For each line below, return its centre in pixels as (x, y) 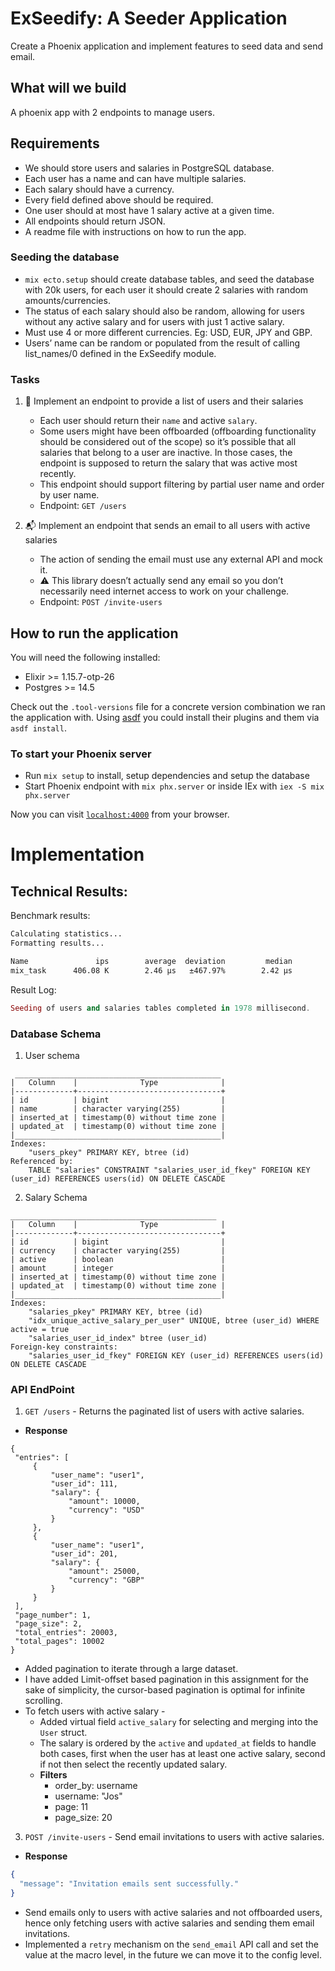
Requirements (55, 143)
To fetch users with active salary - (95, 1711)
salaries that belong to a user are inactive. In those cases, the (166, 453)
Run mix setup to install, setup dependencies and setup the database (167, 776)
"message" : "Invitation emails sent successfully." (129, 1884)
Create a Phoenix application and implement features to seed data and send (167, 46)
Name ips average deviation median (151, 962)
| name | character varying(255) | (118, 1108)
